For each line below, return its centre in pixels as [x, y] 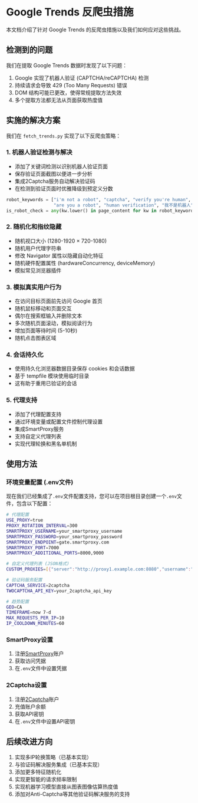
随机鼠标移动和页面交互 [43, 309]
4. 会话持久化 [25, 355]
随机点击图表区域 [35, 338]
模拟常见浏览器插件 [38, 270]
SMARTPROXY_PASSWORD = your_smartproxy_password [64, 537]
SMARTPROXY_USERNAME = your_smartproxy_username [64, 531]
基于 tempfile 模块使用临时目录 [52, 376]
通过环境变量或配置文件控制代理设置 [59, 421]
